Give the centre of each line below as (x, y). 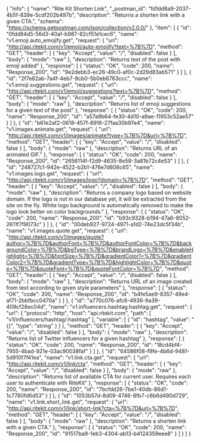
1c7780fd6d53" (25, 396)
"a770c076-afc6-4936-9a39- (124, 300)
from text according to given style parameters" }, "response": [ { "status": (97, 288)
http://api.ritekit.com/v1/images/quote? (56, 237)
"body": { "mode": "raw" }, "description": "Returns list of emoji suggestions (99, 104)
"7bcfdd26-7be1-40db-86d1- (132, 389)
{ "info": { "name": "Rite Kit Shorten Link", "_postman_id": (77, 9)
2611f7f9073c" (24, 224)
